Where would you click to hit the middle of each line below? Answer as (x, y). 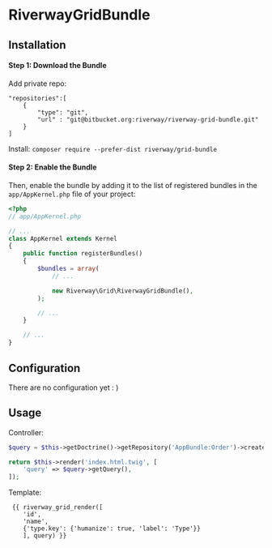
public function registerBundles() (83, 254)
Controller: (26, 432)
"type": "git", (63, 112)
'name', (36, 522)
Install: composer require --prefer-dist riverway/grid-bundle (113, 148)
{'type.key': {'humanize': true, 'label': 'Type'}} (112, 529)
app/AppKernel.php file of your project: (72, 194)
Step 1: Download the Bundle (57, 66)
